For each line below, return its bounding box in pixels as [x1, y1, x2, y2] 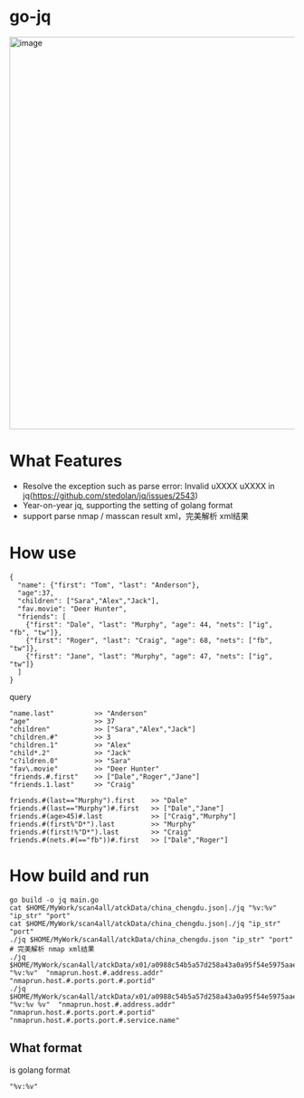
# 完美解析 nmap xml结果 [9, 944, 95, 953]
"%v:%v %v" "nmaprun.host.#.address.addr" [9, 999, 176, 1009]
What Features [9, 450, 123, 471]
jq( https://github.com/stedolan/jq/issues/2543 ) [22, 490, 199, 501]
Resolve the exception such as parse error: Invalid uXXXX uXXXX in [22, 480, 276, 491]
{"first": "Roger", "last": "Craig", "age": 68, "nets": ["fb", [25, 636, 273, 645]
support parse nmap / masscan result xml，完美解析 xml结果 [22, 510, 249, 521]
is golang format [9, 1065, 71, 1075]
